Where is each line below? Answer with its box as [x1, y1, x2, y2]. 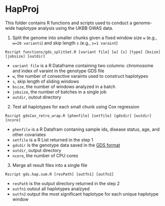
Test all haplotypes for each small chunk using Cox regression [12, 103, 140, 109]
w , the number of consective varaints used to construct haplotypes [12, 73, 149, 79]
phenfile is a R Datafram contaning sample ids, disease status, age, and [12, 126, 160, 132]
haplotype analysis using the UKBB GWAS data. [16, 25, 113, 31]
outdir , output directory [12, 147, 61, 153]
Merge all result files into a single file [12, 162, 88, 168]
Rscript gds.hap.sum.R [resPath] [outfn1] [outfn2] [5, 172, 114, 177]
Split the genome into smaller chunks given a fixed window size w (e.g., [12, 35, 158, 41]
